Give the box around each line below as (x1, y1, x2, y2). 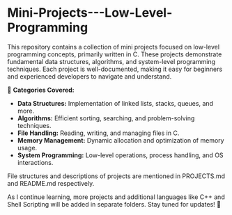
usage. (17, 143, 38, 152)
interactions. (17, 158, 54, 166)
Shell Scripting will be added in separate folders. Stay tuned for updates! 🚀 (7, 200, 222, 208)
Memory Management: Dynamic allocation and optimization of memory (17, 136, 224, 144)
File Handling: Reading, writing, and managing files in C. (17, 129, 180, 137)
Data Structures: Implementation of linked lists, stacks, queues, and (17, 99, 214, 107)
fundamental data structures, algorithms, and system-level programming (7, 57, 216, 65)
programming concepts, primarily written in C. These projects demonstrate (7, 50, 222, 58)
